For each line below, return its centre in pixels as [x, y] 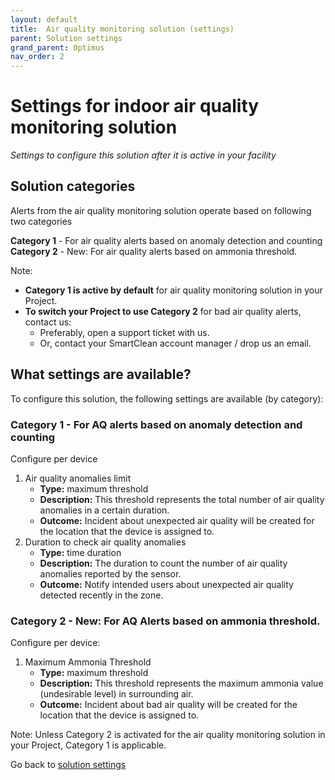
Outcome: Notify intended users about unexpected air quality [166, 584]
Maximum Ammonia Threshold [88, 662]
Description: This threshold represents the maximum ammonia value [181, 683]
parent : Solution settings [66, 38]
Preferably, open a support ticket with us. [124, 332]
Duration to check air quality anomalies [105, 542]
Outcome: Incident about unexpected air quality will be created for [177, 520]
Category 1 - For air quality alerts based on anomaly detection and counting [166, 240]
